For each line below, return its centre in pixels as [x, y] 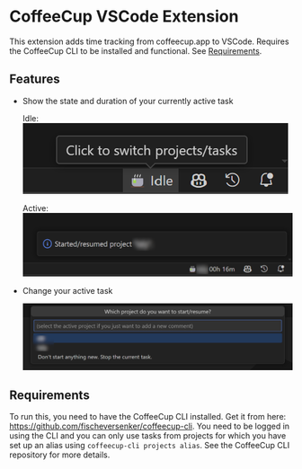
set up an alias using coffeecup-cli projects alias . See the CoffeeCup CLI [150, 446]
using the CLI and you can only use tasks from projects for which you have [148, 436]
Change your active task [67, 290]
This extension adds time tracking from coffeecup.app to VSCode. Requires [149, 41]
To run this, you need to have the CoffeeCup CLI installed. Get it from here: [148, 417]
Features [35, 80]
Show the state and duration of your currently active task [128, 101]
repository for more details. [60, 455]
